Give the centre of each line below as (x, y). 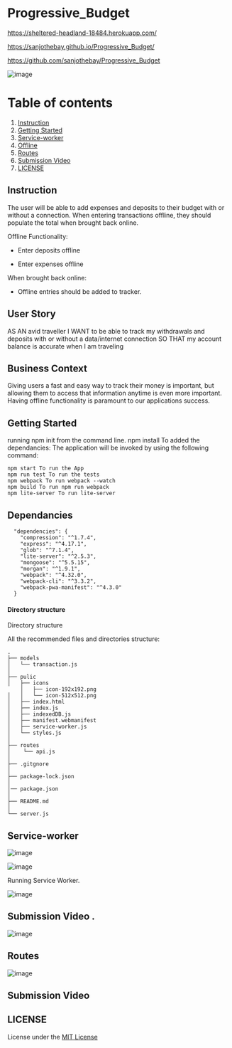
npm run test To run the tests (54, 475)
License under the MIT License (53, 1037)
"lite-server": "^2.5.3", (59, 556)
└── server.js (28, 814)
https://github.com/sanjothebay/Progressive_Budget (84, 60)
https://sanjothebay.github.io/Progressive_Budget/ (81, 46)
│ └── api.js (31, 752)
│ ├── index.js (33, 708)
